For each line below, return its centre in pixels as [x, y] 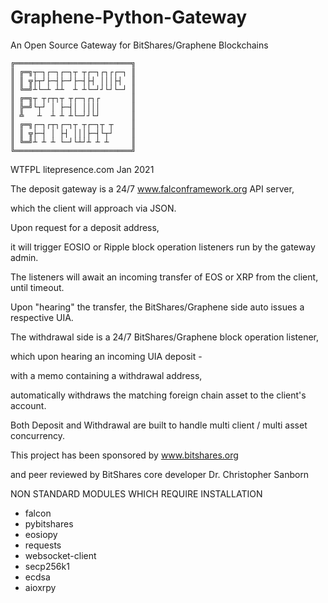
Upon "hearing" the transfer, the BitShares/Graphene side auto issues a [157, 307]
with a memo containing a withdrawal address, [106, 375]
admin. [24, 257]
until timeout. [37, 287]
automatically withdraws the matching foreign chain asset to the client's [158, 395]
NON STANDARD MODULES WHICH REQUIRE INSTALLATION [136, 493]
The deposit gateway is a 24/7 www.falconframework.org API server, [152, 188]
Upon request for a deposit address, [85, 227]
